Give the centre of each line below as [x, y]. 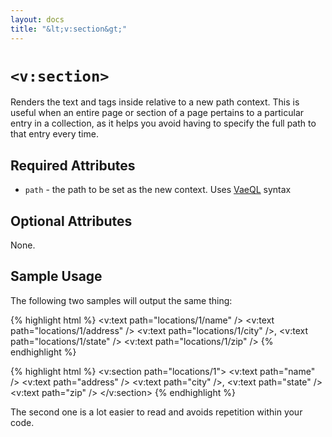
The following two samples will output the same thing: [121, 300]
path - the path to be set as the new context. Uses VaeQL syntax [158, 190]
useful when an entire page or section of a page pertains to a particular [157, 113]
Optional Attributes [71, 221]
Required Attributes [73, 165]
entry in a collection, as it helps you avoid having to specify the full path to [163, 123]
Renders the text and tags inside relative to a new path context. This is [155, 102]
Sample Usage [56, 276]
